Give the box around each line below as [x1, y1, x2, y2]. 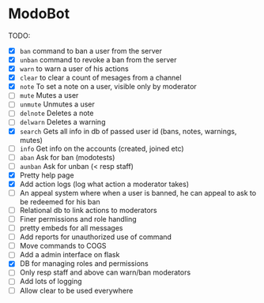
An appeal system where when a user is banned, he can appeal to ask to [19, 188, 257, 197]
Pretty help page [19, 170, 74, 180]
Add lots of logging [19, 277, 82, 286]
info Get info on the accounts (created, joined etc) [19, 144, 184, 153]
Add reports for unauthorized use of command [19, 232, 172, 241]
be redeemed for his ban [19, 196, 100, 206]
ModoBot [8, 5, 70, 23]
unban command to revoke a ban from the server [19, 55, 177, 64]
